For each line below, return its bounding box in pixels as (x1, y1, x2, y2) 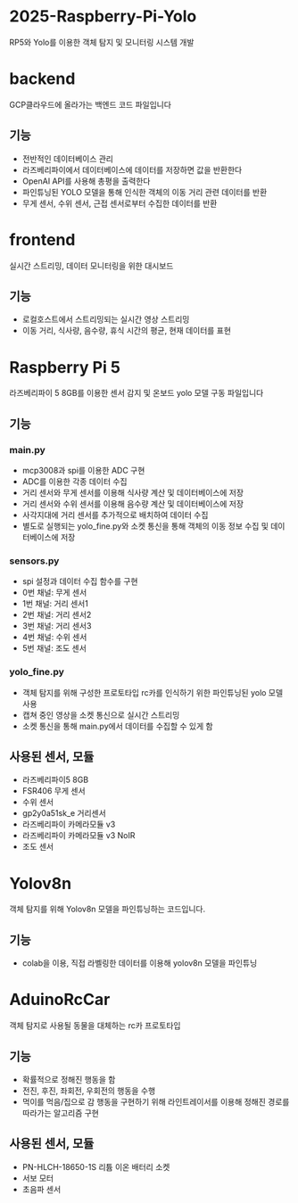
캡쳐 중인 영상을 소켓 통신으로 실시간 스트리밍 (21, 709, 180, 720)
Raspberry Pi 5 (9, 357, 120, 377)
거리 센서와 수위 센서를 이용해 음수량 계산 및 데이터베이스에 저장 (21, 499, 244, 509)
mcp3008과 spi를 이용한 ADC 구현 (21, 466, 145, 476)
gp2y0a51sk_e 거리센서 (21, 808, 107, 819)
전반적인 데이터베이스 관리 (21, 153, 114, 164)
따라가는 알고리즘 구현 (21, 1108, 100, 1118)
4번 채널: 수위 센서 (21, 631, 87, 643)
